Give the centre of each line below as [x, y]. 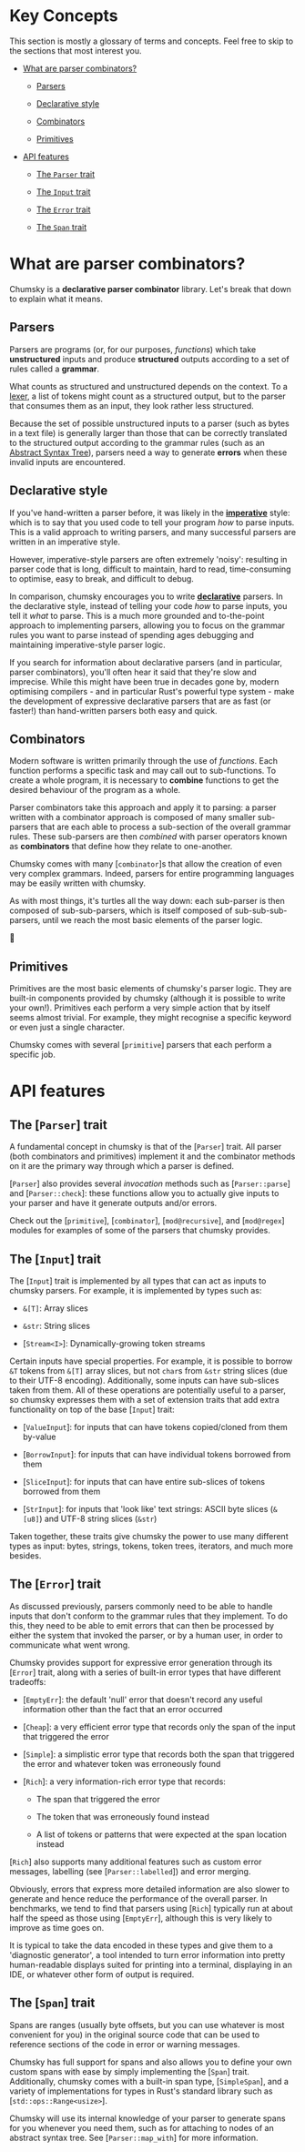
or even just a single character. [67, 1027]
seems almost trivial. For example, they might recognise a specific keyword [151, 1018]
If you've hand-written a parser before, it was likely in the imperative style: [150, 513]
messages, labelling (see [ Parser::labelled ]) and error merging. [130, 1871]
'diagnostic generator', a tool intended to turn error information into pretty [147, 1954]
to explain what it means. [56, 299]
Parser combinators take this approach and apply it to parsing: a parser [143, 807]
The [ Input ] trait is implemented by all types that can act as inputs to [138, 1281]
